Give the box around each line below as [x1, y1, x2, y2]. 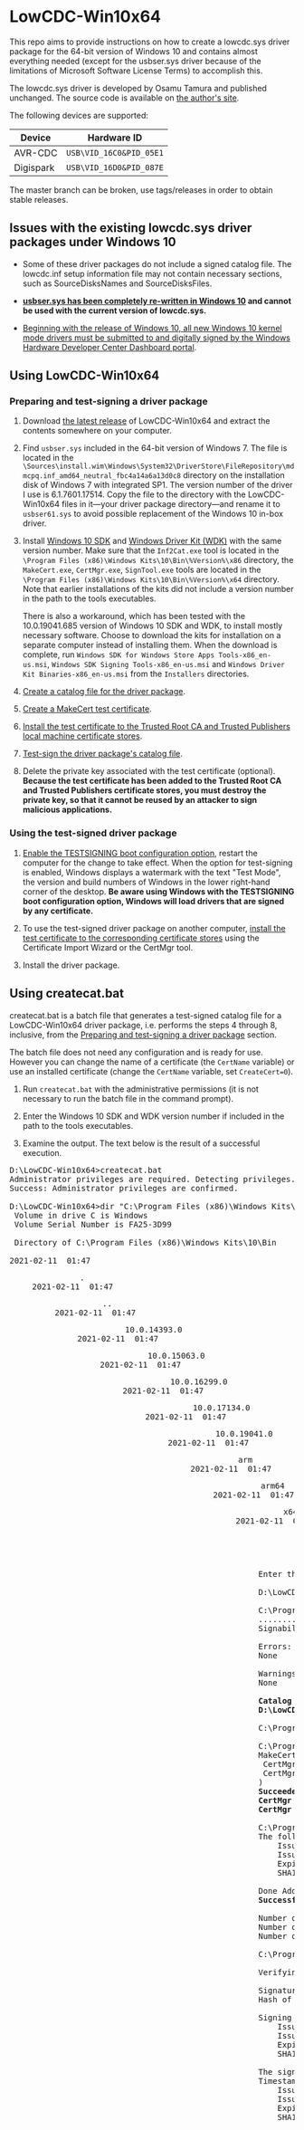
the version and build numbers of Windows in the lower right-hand [22, 876, 271, 887]
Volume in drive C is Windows [14, 1210, 148, 1220]
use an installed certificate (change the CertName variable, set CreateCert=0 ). [9, 1065, 294, 1076]
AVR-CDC [14, 147, 58, 159]
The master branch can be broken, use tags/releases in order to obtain [9, 184, 273, 196]
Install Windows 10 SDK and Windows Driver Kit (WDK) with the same [22, 536, 282, 547]
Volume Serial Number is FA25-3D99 [14, 1219, 172, 1229]
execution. [22, 1147, 62, 1158]
